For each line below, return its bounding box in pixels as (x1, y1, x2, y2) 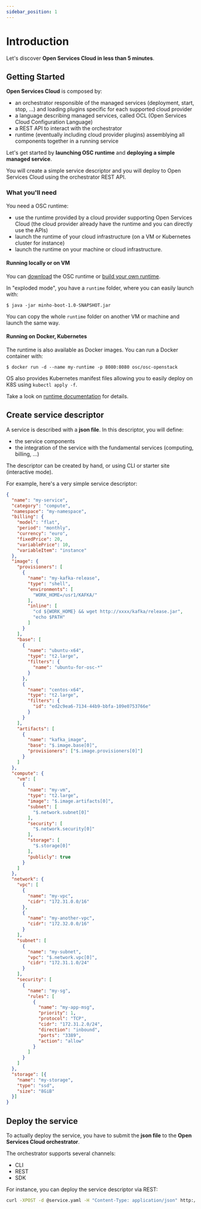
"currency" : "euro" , (17, 531, 68, 537)
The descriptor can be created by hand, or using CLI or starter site (6, 462, 170, 469)
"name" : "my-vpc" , (28, 893, 74, 899)
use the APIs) (14, 226, 48, 234)
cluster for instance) (14, 239, 65, 246)
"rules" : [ (28, 993, 55, 999)
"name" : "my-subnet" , (28, 949, 82, 955)
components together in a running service (14, 137, 118, 145)
